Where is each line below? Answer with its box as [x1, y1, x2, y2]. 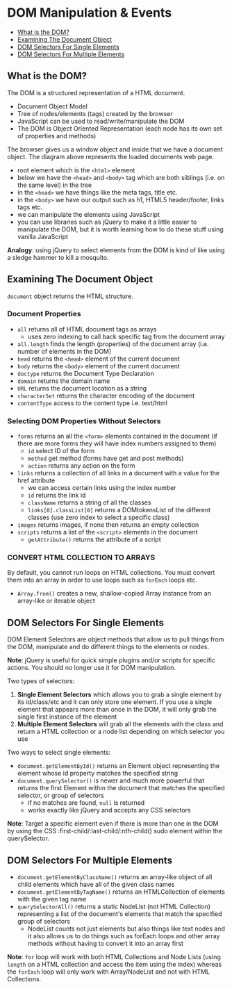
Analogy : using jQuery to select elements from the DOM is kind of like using [7, 245, 225, 254]
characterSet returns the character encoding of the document [17, 391, 195, 400]
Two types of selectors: [7, 677, 75, 685]
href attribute [17, 476, 56, 484]
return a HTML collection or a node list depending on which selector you [17, 728, 225, 736]
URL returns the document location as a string [17, 384, 147, 392]
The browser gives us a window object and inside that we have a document [7, 145, 224, 154]
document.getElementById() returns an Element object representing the [17, 762, 220, 770]
